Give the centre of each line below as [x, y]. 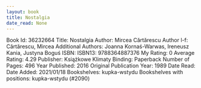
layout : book [23, 12]
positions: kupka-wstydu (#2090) [48, 78]
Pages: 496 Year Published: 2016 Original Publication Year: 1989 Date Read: [101, 66]
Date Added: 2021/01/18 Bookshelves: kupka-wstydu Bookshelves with [95, 72]
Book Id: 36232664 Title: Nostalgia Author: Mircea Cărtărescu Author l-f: [97, 40]
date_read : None [27, 23]
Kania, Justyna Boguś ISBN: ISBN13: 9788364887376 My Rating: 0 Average [100, 53]
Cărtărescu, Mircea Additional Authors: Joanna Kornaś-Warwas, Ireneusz [98, 46]
